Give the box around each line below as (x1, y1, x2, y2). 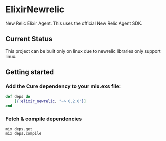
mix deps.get (5, 127, 33, 132)
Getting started (5, 68, 54, 76)
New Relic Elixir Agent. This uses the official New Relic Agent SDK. (5, 20, 143, 26)
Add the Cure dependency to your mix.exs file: (5, 83, 121, 90)
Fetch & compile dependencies (5, 115, 82, 122)
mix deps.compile (5, 131, 42, 136)
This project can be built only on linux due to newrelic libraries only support (5, 48, 161, 54)
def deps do (5, 94, 30, 99)
